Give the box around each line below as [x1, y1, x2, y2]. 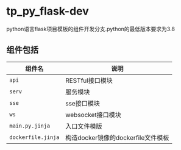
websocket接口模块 [65, 110, 122, 119]
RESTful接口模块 [65, 76, 113, 85]
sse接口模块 [65, 99, 101, 107]
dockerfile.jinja [9, 134, 60, 141]
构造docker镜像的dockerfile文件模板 [65, 133, 169, 141]
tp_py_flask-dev [6, 4, 90, 18]
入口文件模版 [65, 122, 102, 130]
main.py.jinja [9, 122, 51, 129]
